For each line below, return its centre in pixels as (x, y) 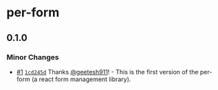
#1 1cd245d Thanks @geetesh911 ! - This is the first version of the (107, 72)
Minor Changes (33, 57)
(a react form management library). (81, 79)
